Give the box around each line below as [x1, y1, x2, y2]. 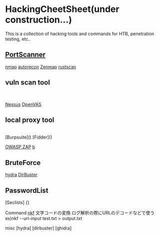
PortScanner [5, 50, 46, 59]
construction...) [5, 14, 72, 25]
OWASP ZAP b [5, 144, 35, 150]
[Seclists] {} [5, 199, 30, 205]
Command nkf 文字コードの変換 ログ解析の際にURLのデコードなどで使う [5, 210, 155, 215]
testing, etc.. [5, 36, 31, 42]
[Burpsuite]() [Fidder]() [5, 134, 52, 140]
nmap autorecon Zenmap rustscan [5, 63, 76, 69]
